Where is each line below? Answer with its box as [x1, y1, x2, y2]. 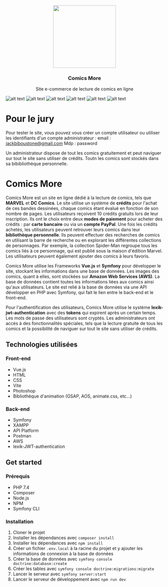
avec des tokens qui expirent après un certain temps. [46, 310, 156, 316]
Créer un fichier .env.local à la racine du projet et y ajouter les [12, 545, 143, 551]
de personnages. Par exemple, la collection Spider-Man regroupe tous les [5, 242, 157, 248]
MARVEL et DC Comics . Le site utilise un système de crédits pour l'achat [5, 200, 157, 206]
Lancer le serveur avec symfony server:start [12, 571, 106, 577]
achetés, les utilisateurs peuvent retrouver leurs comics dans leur [5, 226, 140, 232]
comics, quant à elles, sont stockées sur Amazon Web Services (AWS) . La [5, 273, 160, 279]
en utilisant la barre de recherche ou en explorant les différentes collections [5, 237, 161, 243]
